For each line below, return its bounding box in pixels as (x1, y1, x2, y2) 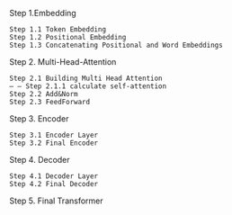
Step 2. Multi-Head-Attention (9, 57, 117, 67)
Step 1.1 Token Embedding (9, 25, 106, 34)
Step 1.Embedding (9, 8, 76, 18)
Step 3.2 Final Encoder (9, 139, 99, 148)
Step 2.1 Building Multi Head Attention (9, 74, 164, 83)
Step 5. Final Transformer (9, 195, 103, 206)
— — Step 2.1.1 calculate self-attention (9, 82, 167, 91)
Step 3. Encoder (9, 113, 69, 124)
